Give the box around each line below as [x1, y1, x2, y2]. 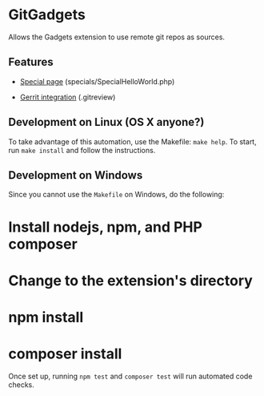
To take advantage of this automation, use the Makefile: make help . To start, [8, 136, 258, 146]
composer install [8, 345, 122, 363]
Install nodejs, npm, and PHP [8, 218, 202, 236]
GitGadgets [8, 6, 86, 24]
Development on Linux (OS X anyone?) [8, 115, 205, 129]
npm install [8, 308, 84, 326]
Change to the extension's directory [8, 271, 254, 289]
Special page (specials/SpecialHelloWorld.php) [19, 76, 175, 86]
